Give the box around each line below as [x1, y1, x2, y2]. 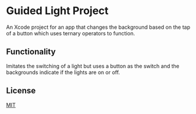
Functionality [6, 47, 56, 57]
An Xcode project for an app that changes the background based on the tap [6, 24, 191, 31]
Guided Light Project [6, 4, 109, 18]
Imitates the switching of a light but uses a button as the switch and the [6, 62, 179, 69]
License [6, 86, 36, 96]
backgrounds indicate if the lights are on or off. [6, 69, 120, 76]
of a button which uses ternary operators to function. [6, 29, 135, 36]
